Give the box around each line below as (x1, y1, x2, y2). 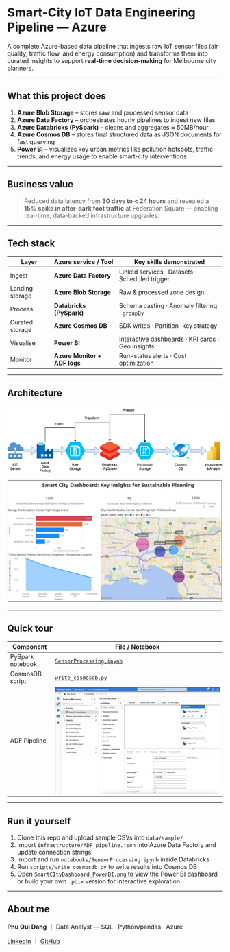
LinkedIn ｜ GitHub (7, 937, 60, 945)
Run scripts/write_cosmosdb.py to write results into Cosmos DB (16, 863, 197, 871)
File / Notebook (115, 643, 160, 651)
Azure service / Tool (53, 257, 114, 265)
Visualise (10, 338, 36, 347)
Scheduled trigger (118, 275, 170, 283)
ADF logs (53, 359, 81, 368)
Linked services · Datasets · (118, 267, 197, 276)
